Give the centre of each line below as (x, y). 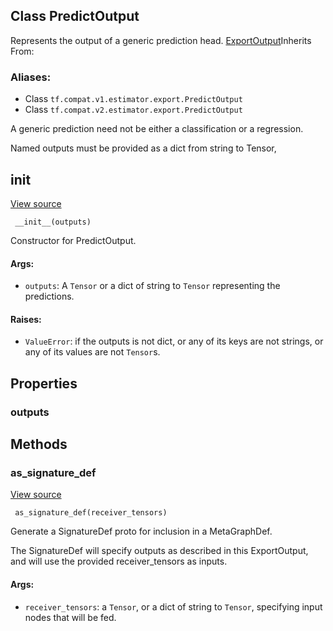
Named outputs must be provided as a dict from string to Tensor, (143, 148)
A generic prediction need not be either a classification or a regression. (157, 129)
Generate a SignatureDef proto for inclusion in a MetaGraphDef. (141, 531)
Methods (39, 444)
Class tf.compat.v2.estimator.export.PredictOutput (133, 110)
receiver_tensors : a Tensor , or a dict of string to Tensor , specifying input (173, 606)
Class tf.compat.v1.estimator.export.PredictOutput (133, 99)
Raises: (26, 319)
